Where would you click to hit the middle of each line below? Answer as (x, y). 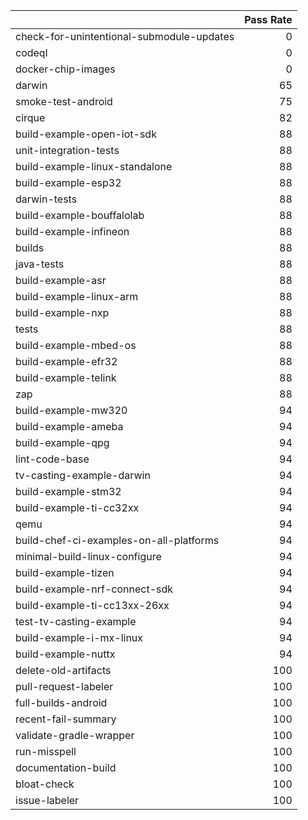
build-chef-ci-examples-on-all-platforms (117, 540)
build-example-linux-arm (77, 296)
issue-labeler (47, 800)
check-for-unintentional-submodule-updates (125, 36)
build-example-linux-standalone (94, 166)
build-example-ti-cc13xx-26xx (92, 605)
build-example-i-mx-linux (79, 637)
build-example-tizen (65, 572)
